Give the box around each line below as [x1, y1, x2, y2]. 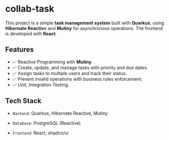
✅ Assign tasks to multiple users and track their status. [12, 70, 128, 76]
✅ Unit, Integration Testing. [12, 82, 69, 88]
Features [5, 45, 34, 54]
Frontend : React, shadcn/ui [12, 130, 69, 136]
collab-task [5, 3, 55, 15]
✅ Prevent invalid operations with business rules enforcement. [12, 76, 143, 82]
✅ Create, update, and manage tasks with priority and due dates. [12, 64, 148, 70]
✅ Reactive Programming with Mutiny [12, 59, 92, 65]
